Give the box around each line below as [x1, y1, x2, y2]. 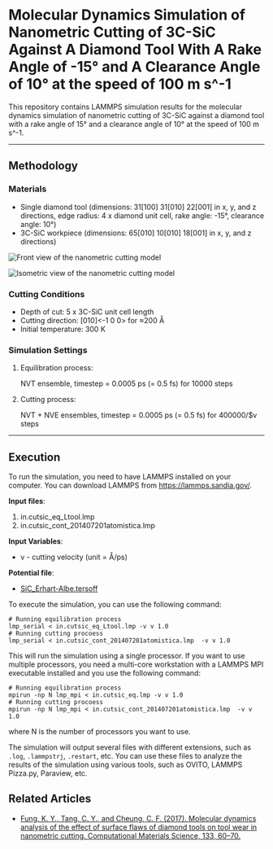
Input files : [8, 497, 46, 506]
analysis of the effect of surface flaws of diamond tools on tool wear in [19, 822, 258, 832]
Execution [8, 450, 61, 464]
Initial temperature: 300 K [19, 324, 106, 334]
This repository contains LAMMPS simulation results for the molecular [8, 102, 242, 112]
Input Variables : [8, 536, 63, 546]
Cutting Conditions [8, 288, 85, 300]
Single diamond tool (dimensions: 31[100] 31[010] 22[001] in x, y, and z [19, 202, 257, 212]
